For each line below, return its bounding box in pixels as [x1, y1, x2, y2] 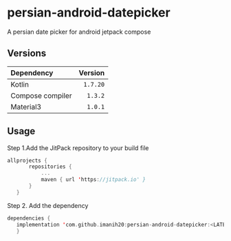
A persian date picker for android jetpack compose [7, 28, 151, 36]
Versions [7, 48, 47, 59]
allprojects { [7, 157, 48, 164]
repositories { [28, 163, 72, 170]
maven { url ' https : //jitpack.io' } [41, 176, 146, 183]
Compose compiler [10, 91, 72, 101]
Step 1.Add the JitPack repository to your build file [7, 143, 149, 152]
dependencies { [7, 215, 51, 222]
